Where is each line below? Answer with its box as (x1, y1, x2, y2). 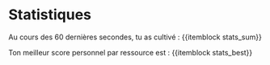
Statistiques (8, 6, 91, 24)
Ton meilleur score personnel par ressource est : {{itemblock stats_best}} (8, 47, 253, 57)
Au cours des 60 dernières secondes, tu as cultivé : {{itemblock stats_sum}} (8, 32, 263, 42)
